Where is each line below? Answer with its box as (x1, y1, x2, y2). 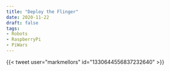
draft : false (6, 20, 39, 26)
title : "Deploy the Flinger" (6, 8, 79, 15)
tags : (6, 25, 20, 32)
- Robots (6, 31, 28, 37)
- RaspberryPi (6, 36, 42, 42)
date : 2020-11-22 (6, 14, 50, 20)
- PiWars (6, 42, 28, 48)
